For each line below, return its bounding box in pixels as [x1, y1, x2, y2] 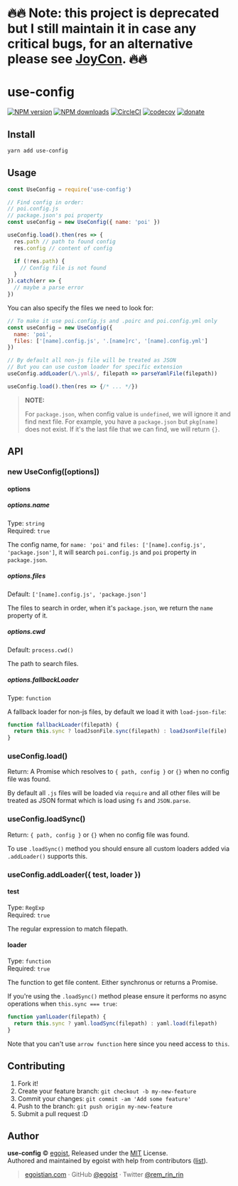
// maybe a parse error [13, 284, 84, 292]
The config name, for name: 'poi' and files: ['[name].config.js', [7, 540, 206, 548]
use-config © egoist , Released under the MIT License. [7, 1149, 168, 1157]
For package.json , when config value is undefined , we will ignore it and [24, 409, 231, 418]
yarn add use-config [7, 147, 69, 154]
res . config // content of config [13, 245, 113, 252]
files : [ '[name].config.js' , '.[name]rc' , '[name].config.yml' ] [13, 337, 208, 344]
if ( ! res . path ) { [13, 257, 65, 265]
